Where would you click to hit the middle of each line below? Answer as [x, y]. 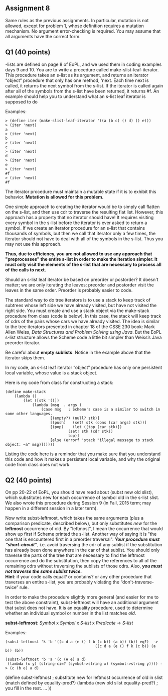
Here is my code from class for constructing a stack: [59, 382]
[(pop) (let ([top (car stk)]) [86, 427]
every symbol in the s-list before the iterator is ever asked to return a [76, 223]
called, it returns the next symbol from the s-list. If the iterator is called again [84, 85]
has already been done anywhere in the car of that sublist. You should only [82, 550]
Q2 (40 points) [28, 480]
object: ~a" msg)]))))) [30, 444]
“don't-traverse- [137, 582]
